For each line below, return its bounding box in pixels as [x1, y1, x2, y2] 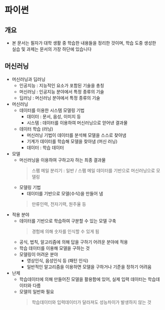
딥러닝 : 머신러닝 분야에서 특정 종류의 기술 [19, 95, 100, 101]
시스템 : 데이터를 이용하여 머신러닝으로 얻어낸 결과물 [26, 120, 128, 126]
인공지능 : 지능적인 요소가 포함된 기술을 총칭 [19, 82, 104, 88]
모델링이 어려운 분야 [19, 251, 58, 257]
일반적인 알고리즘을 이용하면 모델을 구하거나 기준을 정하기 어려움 [26, 264, 152, 270]
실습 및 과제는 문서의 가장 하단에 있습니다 [11, 46, 92, 52]
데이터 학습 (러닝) [19, 126, 53, 132]
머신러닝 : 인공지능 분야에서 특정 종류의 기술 [19, 88, 104, 94]
